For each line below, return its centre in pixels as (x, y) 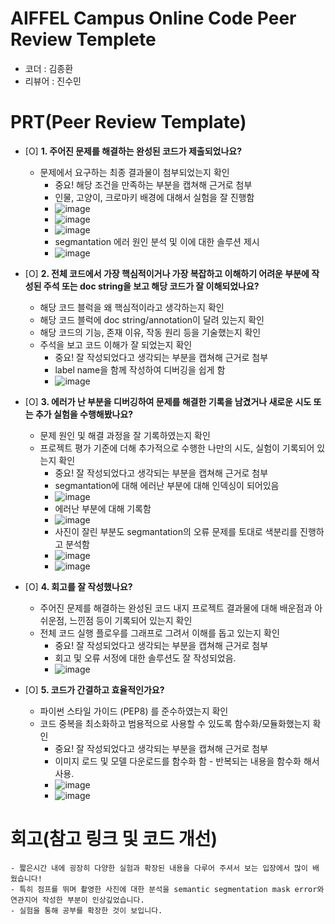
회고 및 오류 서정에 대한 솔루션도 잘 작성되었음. (145, 658)
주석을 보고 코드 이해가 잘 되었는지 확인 (116, 344)
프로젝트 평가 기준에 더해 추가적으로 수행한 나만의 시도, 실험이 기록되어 (177, 448)
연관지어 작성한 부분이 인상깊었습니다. (77, 900)
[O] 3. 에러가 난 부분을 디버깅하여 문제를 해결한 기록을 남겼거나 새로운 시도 (168, 401)
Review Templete (83, 39)
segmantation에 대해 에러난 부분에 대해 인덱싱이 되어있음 (167, 485)
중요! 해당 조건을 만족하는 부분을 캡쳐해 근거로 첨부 (153, 184)
